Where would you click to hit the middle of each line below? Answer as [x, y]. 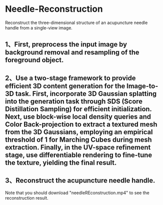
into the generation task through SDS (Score [74, 101]
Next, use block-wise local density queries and [78, 116]
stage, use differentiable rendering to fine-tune [79, 155]
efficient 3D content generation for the [65, 86]
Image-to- [142, 86]
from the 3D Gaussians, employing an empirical [79, 132]
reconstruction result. [27, 198]
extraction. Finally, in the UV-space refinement [78, 147]
